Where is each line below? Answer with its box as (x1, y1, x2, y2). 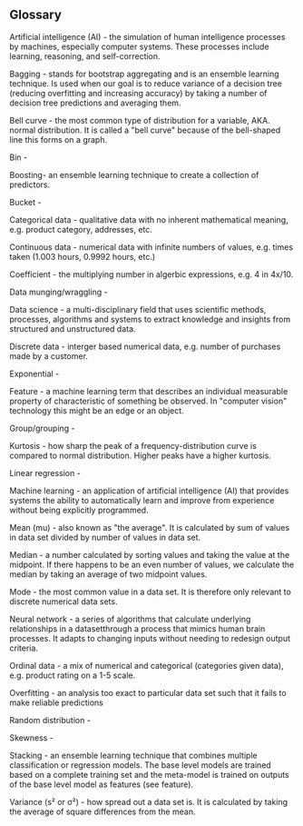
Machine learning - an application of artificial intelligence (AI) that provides (9, 485, 289, 496)
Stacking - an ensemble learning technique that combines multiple (9, 750, 258, 761)
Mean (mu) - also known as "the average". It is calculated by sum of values (9, 522, 290, 532)
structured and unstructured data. (9, 323, 136, 334)
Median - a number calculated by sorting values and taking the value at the (9, 549, 290, 560)
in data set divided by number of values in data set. (9, 532, 201, 542)
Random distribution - (9, 714, 91, 725)
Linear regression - (9, 467, 82, 478)
